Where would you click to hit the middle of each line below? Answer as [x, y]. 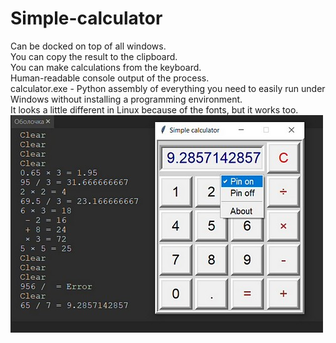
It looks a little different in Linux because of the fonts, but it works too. [154, 109]
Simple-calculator [86, 18]
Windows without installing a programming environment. [126, 99]
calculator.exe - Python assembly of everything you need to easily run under [168, 88]
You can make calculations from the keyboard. [106, 67]
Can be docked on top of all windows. [88, 46]
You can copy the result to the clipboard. [94, 56]
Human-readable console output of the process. [110, 78]
